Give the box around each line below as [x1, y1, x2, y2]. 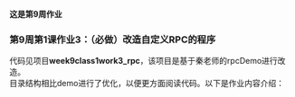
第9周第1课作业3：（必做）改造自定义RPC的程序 [9, 33, 216, 46]
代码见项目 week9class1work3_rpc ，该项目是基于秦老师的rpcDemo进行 [9, 56, 278, 66]
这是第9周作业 [9, 9, 63, 19]
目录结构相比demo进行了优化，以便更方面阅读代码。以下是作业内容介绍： [9, 78, 285, 89]
